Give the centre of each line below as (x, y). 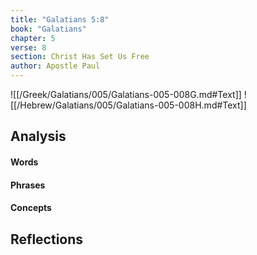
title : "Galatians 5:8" (60, 19)
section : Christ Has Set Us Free (80, 57)
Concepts (31, 208)
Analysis (38, 136)
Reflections (47, 239)
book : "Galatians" (48, 29)
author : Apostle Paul (55, 66)
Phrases (28, 185)
